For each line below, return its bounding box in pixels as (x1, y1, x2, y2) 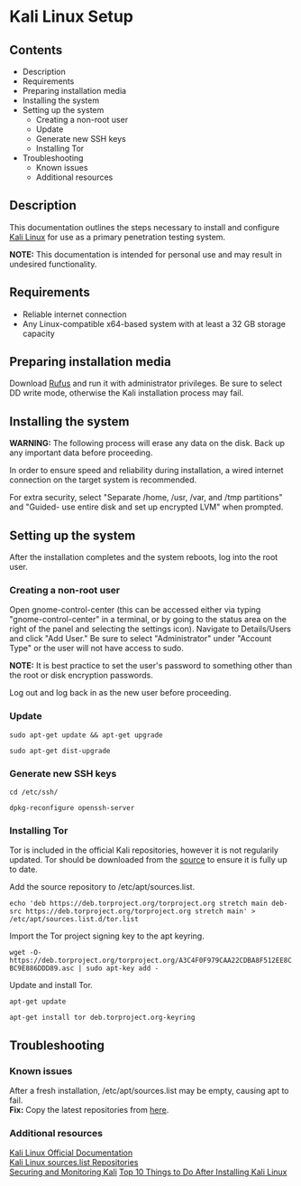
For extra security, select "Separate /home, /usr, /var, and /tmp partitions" (9, 492, 283, 503)
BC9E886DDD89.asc (9, 964, 75, 973)
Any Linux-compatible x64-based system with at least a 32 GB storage (22, 318, 287, 329)
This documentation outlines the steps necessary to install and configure (9, 221, 280, 232)
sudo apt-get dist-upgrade (9, 746, 111, 755)
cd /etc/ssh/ (9, 788, 59, 797)
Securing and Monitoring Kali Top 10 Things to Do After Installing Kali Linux (9, 1167, 287, 1178)
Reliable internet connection (22, 309, 127, 320)
